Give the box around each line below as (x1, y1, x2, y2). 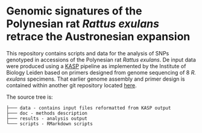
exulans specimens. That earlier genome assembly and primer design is (6, 75, 185, 82)
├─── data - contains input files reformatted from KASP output (6, 105, 171, 111)
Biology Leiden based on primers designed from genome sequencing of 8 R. (6, 69, 196, 76)
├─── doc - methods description (6, 110, 87, 116)
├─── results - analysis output (6, 116, 87, 122)
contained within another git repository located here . (6, 81, 137, 88)
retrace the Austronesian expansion (6, 30, 191, 43)
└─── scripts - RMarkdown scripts (6, 120, 93, 127)
